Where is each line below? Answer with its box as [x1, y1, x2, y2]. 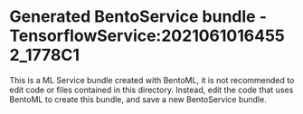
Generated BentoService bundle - [9, 6, 267, 27]
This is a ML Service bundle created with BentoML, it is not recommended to [9, 74, 295, 85]
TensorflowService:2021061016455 [9, 25, 285, 46]
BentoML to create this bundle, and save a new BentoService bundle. [9, 93, 267, 105]
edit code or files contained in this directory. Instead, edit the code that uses [9, 84, 294, 95]
